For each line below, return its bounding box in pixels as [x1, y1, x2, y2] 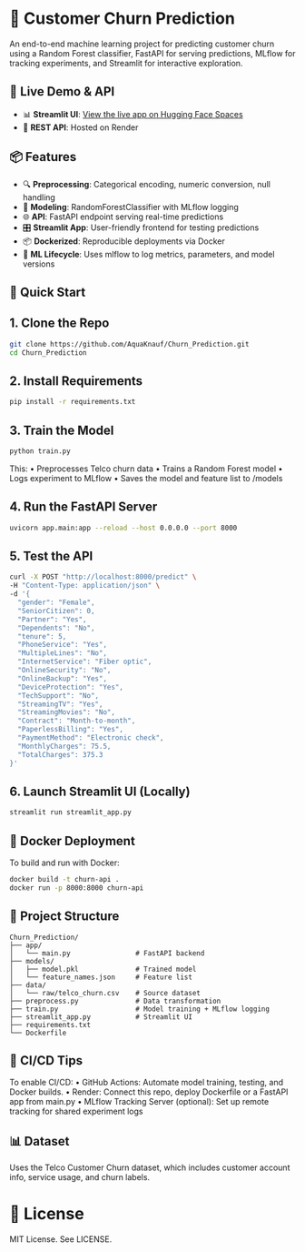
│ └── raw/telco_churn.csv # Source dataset [9, 988, 202, 997]
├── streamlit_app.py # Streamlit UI [9, 1012, 193, 1022]
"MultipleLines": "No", [17, 649, 107, 658]
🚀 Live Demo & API [9, 84, 115, 99]
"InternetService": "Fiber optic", [17, 657, 152, 667]
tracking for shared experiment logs [9, 1106, 143, 1117]
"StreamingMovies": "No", [17, 708, 116, 717]
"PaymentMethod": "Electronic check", [17, 733, 165, 742]
